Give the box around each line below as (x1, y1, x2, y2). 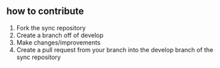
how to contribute (6, 5, 84, 17)
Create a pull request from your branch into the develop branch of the (16, 45, 214, 54)
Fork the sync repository (16, 23, 86, 32)
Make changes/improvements (16, 38, 101, 47)
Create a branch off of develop (16, 31, 103, 39)
